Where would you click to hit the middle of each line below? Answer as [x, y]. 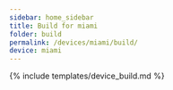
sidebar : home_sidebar [52, 17]
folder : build [36, 34]
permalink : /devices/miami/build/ [74, 42]
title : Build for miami [54, 26]
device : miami [36, 51]
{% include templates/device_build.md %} [87, 76]
